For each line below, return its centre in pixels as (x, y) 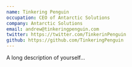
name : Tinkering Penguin (38, 12)
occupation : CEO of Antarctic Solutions (58, 18)
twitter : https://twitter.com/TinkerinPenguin (66, 35)
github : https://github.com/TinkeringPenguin (65, 40)
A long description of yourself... (46, 58)
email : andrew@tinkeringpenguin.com (53, 29)
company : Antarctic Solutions (45, 23)
